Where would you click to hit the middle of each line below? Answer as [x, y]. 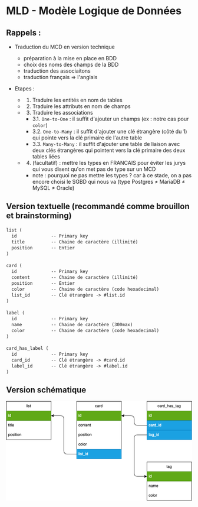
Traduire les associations [62, 113]
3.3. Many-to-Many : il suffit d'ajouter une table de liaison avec [106, 144]
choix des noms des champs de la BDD [71, 64]
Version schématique [46, 390]
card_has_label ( [27, 348]
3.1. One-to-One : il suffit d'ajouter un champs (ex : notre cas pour [110, 119]
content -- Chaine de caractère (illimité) [75, 277]
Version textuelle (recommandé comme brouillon [98, 207]
